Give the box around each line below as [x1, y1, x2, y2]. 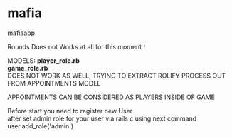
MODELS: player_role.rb [7, 56, 80, 65]
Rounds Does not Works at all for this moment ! [7, 42, 146, 51]
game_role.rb [7, 64, 48, 72]
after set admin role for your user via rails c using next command [7, 114, 197, 123]
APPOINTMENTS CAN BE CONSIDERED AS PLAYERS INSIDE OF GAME [7, 93, 216, 101]
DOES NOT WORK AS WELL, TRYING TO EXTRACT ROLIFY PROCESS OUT [7, 71, 226, 80]
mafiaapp [7, 29, 36, 37]
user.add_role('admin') [7, 121, 74, 130]
